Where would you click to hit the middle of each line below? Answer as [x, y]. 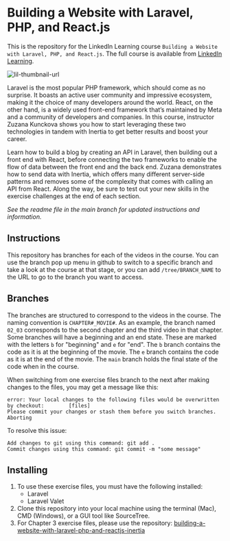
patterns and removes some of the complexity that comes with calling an [110, 181]
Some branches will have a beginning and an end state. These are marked [112, 337]
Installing [27, 470]
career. [17, 138]
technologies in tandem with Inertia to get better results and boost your [108, 131]
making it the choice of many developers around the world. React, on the [110, 102]
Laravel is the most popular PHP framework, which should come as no [106, 87]
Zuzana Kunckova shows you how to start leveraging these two [97, 124]
